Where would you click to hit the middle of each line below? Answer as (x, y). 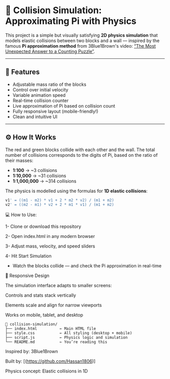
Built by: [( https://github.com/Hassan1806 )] (50, 361)
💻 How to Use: (21, 215)
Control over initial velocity (40, 90)
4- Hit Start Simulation (29, 256)
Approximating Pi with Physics (71, 21)
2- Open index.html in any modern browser (50, 236)
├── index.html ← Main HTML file (51, 329)
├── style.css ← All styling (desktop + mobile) (69, 333)
